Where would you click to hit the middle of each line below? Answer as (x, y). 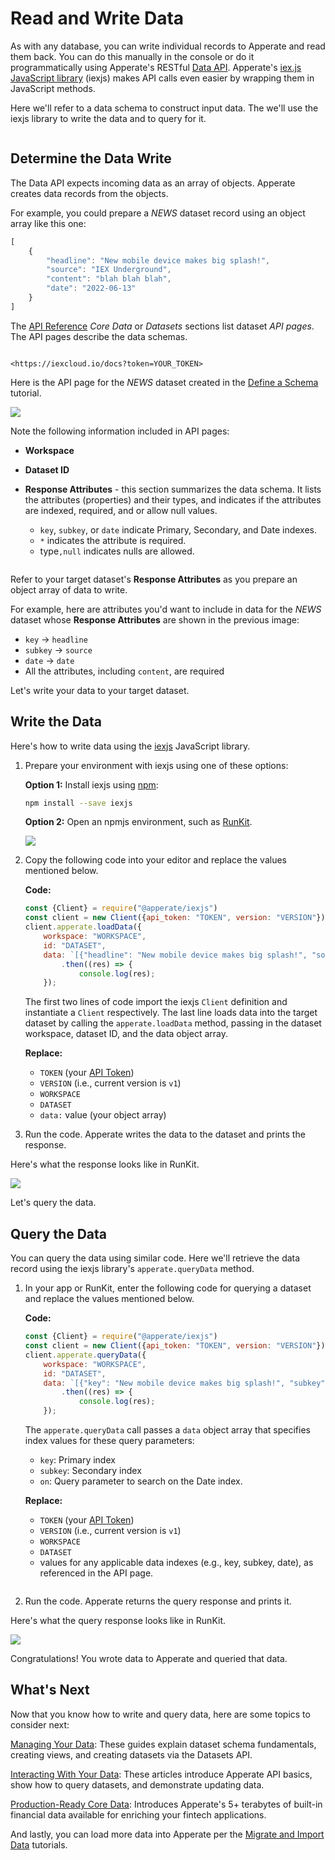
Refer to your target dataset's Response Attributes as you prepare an (154, 579)
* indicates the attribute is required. (113, 540)
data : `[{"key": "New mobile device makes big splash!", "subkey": (186, 1383)
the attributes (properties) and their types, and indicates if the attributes (173, 499)
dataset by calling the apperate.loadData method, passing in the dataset (173, 1023)
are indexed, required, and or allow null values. (121, 510)
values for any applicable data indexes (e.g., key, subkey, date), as (176, 1562)
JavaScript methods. (53, 88)
